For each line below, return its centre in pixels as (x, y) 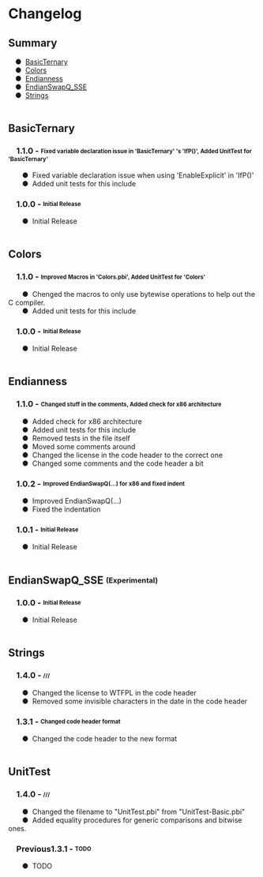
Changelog (45, 14)
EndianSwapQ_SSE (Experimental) (83, 580)
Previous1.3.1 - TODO (54, 849)
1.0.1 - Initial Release (47, 530)
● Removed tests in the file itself (76, 438)
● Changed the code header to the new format (100, 738)
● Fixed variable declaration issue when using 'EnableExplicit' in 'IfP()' (138, 175)
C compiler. (27, 302)
